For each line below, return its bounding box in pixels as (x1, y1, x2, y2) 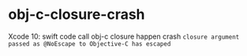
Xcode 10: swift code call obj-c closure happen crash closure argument (8, 32, 240, 41)
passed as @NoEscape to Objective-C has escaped (8, 39, 171, 48)
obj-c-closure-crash (8, 6, 145, 24)
